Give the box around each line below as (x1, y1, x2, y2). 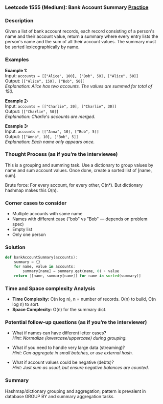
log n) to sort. (12, 301, 40, 307)
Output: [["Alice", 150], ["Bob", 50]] (5, 78, 85, 84)
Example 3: (5, 123, 28, 129)
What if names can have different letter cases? (12, 330, 107, 336)
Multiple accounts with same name (12, 211, 83, 217)
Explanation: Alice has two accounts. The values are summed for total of (5, 83, 153, 89)
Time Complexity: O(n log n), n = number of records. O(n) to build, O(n (12, 296, 156, 302)
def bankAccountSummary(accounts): (5, 255, 78, 260)
